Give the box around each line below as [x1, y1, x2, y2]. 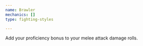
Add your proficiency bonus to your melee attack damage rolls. [5, 35, 138, 41]
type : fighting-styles [5, 17, 54, 22]
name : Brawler [5, 7, 36, 13]
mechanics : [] [5, 12, 36, 17]
